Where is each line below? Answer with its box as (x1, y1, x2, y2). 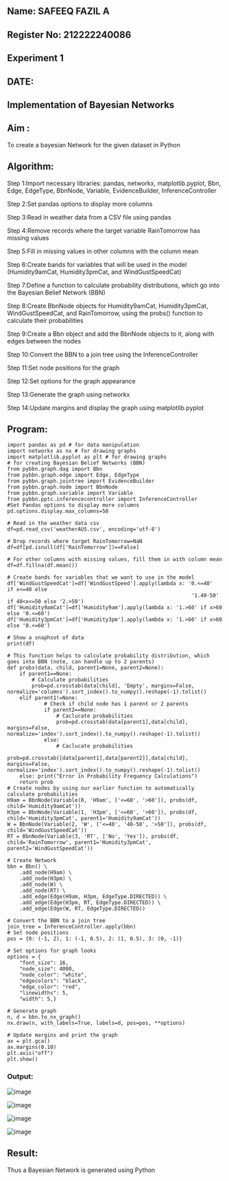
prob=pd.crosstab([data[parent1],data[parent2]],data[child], (7, 755, 189, 762)
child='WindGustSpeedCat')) (7, 827, 88, 834)
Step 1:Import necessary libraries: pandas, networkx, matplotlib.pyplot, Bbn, (7, 179, 221, 187)
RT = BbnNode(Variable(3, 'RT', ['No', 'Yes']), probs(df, (7, 833, 180, 840)
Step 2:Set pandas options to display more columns (7, 200, 153, 208)
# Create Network (7, 857, 57, 864)
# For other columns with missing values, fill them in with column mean (7, 556, 223, 563)
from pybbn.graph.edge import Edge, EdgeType (7, 471, 139, 479)
